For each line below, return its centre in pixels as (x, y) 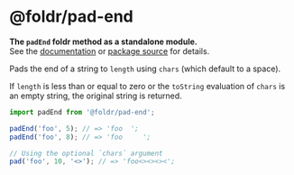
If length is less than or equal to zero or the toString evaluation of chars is (147, 86)
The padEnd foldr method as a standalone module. (104, 41)
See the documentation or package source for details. (110, 51)
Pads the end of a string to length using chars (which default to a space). (145, 69)
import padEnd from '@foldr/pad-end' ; (82, 112)
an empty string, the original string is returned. (96, 96)
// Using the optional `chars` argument (87, 153)
